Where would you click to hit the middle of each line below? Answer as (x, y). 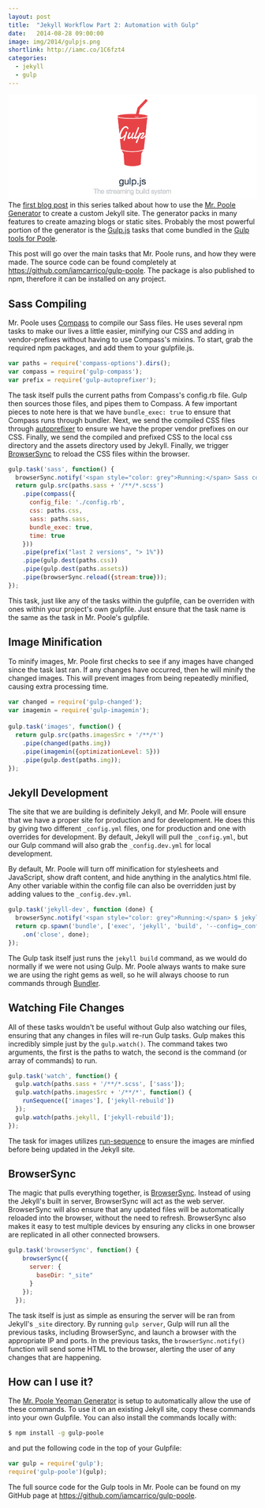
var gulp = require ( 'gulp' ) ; (56, 1464)
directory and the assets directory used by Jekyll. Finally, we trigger (118, 445)
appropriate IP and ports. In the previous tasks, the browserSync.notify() (127, 1340)
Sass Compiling (47, 304)
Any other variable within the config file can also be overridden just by (122, 886)
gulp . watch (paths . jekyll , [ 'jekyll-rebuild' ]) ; (95, 1117)
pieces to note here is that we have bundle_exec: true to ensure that (119, 412)
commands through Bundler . (54, 983)
